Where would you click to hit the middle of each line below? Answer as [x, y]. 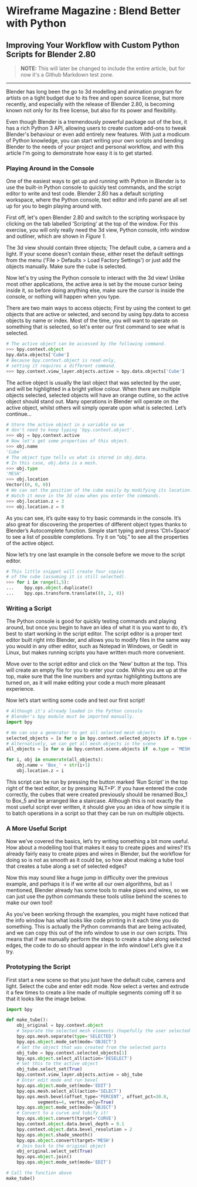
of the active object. [30, 543]
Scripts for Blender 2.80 [51, 54]
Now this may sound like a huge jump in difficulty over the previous [87, 878]
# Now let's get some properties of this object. [68, 441]
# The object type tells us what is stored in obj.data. [77, 457]
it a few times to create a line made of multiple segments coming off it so [94, 992]
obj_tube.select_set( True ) [50, 1069]
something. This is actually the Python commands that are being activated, [96, 927]
